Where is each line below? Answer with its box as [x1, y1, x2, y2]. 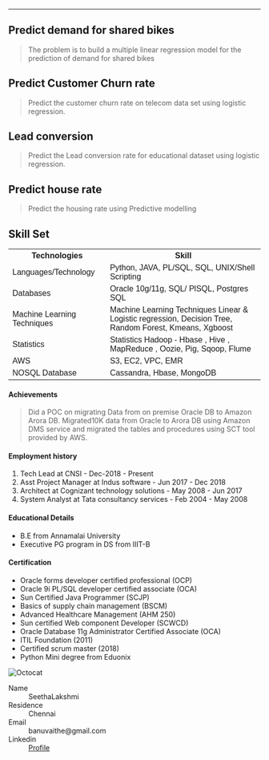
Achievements [8, 390, 58, 399]
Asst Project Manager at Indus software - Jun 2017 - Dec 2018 [19, 478, 227, 487]
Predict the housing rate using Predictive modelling [27, 204, 197, 213]
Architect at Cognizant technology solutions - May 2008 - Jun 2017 [19, 486, 243, 495]
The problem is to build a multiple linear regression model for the [27, 45, 242, 55]
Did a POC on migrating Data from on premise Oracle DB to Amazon [27, 407, 252, 417]
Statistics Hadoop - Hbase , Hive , [109, 335, 231, 345]
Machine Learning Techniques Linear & [109, 305, 249, 315]
